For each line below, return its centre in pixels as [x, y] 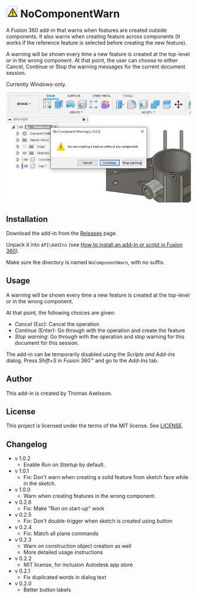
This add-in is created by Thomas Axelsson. [59, 393]
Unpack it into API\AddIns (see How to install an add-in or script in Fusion [94, 245]
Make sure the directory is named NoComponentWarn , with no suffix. [86, 263]
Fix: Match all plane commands [61, 534]
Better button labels [47, 590]
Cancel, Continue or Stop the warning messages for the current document [96, 67]
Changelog [27, 444]
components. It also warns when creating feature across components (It [93, 36]
